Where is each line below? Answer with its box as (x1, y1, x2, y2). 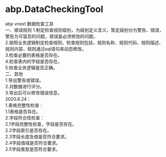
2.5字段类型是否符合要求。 (5, 146, 60, 152)
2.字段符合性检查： (5, 114, 45, 121)
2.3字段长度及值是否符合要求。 (5, 133, 69, 139)
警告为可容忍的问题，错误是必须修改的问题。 (5, 33, 98, 39)
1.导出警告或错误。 (5, 77, 44, 83)
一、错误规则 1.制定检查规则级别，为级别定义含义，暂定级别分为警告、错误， (5, 27, 164, 33)
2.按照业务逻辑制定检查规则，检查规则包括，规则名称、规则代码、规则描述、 (5, 39, 163, 46)
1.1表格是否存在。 (5, 108, 41, 114)
